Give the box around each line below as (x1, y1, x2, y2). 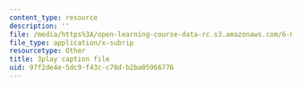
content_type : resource (9, 13, 99, 22)
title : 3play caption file (9, 55, 110, 64)
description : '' (9, 21, 70, 30)
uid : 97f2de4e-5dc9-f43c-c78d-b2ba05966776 (9, 64, 175, 73)
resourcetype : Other (9, 47, 87, 56)
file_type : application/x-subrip (9, 38, 134, 47)
